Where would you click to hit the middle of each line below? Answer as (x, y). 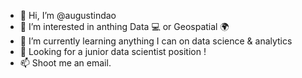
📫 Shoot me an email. (65, 63)
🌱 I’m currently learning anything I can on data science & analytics (156, 41)
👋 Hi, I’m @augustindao (68, 15)
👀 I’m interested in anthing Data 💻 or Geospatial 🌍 (124, 26)
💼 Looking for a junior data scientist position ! (113, 51)
